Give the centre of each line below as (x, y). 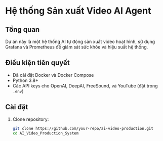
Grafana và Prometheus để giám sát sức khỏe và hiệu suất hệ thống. (77, 47)
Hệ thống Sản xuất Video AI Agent (78, 11)
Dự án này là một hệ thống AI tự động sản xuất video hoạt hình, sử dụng (80, 41)
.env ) (18, 91)
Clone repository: (31, 119)
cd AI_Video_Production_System (46, 133)
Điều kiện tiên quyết (37, 63)
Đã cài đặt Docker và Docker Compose (53, 75)
